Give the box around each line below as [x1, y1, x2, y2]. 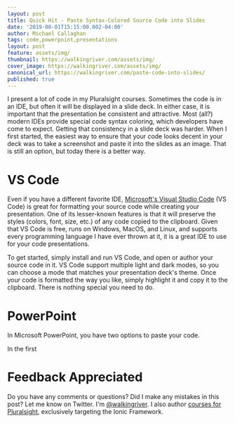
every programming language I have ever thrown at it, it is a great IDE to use [7, 233, 227, 241]
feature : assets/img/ [7, 50, 71, 57]
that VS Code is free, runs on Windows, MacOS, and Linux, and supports [7, 225, 217, 233]
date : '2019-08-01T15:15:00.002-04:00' [7, 23, 124, 30]
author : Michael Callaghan [7, 30, 86, 37]
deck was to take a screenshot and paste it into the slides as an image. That [7, 140, 227, 148]
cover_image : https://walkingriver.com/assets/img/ [7, 63, 161, 70]
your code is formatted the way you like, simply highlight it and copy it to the [7, 275, 228, 285]
